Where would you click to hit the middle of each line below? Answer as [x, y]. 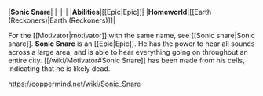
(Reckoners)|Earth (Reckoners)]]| [62, 20]
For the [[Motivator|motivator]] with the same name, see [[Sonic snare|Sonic [131, 36]
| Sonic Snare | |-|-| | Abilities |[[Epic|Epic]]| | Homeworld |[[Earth [110, 12]
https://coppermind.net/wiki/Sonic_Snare [75, 84]
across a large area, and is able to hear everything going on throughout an [128, 52]
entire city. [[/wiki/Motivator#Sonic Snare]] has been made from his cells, [126, 60]
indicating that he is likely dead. [59, 69]
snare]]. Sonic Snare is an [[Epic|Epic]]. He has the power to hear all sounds [131, 44]
